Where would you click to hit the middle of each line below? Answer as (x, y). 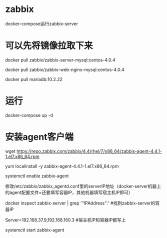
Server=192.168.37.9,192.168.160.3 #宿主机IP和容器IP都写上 (65, 220)
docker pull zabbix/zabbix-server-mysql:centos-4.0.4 (60, 60)
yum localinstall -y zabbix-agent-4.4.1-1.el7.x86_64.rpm (62, 166)
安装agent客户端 (39, 137)
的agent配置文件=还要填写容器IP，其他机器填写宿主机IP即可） (69, 192)
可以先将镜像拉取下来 (49, 46)
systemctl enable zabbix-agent (37, 175)
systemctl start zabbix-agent (35, 230)
